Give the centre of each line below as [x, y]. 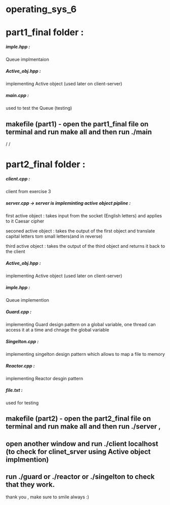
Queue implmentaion [28, 60]
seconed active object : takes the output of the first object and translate [80, 231]
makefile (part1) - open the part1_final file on [77, 124]
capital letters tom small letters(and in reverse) [54, 237]
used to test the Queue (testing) [39, 108]
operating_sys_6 [41, 9]
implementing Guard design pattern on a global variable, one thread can [81, 325]
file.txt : [14, 390]
